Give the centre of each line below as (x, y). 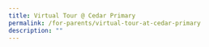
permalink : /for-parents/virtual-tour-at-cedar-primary (104, 23)
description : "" (36, 30)
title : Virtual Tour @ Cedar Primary (72, 16)
